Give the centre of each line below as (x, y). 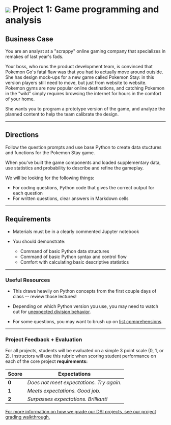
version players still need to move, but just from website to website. (76, 83)
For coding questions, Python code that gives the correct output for (83, 187)
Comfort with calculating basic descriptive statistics (75, 262)
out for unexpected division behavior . (52, 311)
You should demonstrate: (39, 241)
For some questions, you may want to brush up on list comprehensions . (88, 321)
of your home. (20, 99)
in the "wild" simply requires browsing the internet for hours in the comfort (83, 93)
